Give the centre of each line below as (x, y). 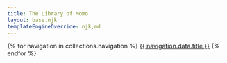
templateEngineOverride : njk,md (54, 26)
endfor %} (22, 53)
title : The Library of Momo (48, 13)
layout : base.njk (32, 20)
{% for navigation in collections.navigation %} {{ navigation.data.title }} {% (113, 46)
